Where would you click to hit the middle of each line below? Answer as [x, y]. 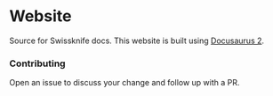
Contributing [37, 63]
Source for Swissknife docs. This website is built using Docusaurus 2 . [137, 41]
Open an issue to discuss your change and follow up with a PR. [124, 83]
